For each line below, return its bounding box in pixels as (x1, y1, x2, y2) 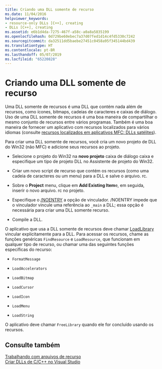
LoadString (12, 313, 34, 318)
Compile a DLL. (12, 216, 43, 223)
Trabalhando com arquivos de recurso (5, 354, 81, 359)
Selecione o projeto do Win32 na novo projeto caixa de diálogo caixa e (12, 154, 154, 159)
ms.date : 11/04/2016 (5, 12, 47, 16)
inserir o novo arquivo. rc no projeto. (12, 187, 85, 194)
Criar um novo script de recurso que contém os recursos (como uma (12, 168, 149, 174)
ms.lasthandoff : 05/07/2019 (5, 52, 62, 57)
